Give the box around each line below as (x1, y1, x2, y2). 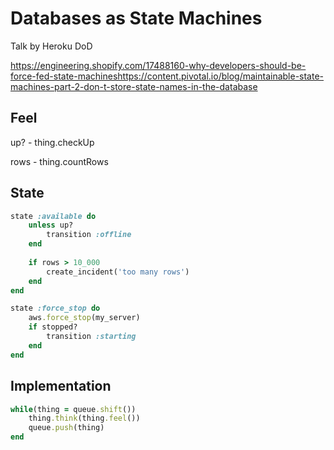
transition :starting (46, 332, 137, 342)
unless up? (28, 220, 74, 231)
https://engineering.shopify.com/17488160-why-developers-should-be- (10, 59, 307, 71)
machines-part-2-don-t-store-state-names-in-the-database (10, 80, 258, 92)
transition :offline (46, 230, 132, 240)
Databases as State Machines (10, 7, 263, 30)
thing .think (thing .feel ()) (28, 413, 141, 424)
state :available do (10, 211, 97, 221)
